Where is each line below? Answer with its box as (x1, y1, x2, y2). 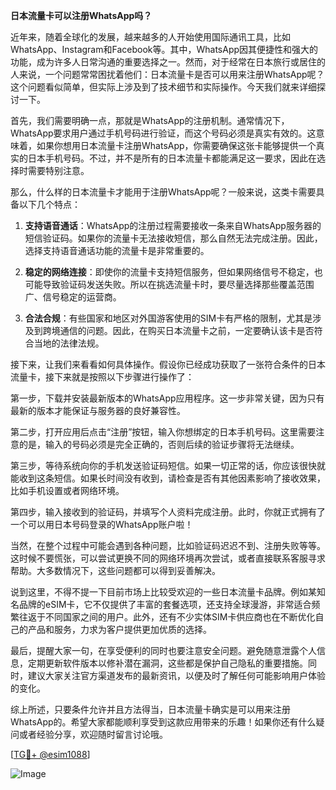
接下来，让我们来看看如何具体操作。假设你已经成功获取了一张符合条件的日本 (10, 359, 326, 370)
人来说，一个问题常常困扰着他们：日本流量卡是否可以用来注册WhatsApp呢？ (10, 69, 325, 80)
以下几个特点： (18, 199, 81, 210)
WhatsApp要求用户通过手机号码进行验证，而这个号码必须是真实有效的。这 (10, 127, 317, 139)
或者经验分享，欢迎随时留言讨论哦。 (18, 729, 168, 740)
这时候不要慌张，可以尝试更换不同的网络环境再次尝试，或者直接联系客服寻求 (10, 552, 326, 564)
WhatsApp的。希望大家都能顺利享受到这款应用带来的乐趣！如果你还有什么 (10, 716, 317, 728)
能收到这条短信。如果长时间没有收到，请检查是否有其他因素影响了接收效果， (10, 472, 326, 484)
